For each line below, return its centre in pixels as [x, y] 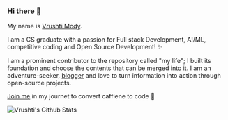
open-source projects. [39, 83]
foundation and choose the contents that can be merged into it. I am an [109, 68]
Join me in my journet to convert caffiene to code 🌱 [81, 96]
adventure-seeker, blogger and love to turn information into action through [114, 76]
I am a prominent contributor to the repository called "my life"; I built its [109, 61]
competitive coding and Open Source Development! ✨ [85, 47]
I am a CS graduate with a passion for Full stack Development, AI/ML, [107, 40]
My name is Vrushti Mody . [45, 26]
